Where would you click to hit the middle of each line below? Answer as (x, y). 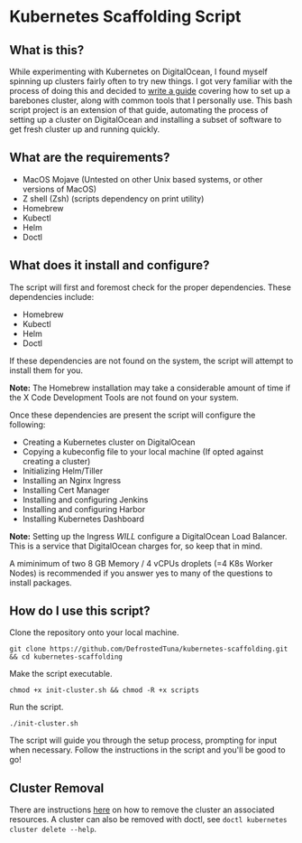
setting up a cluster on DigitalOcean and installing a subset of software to (146, 120)
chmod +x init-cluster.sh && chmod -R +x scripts (105, 690)
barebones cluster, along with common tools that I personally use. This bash (151, 100)
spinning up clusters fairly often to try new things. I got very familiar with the (151, 81)
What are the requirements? (90, 158)
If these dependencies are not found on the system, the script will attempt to (151, 361)
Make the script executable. (61, 674)
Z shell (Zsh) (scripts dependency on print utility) (113, 198)
